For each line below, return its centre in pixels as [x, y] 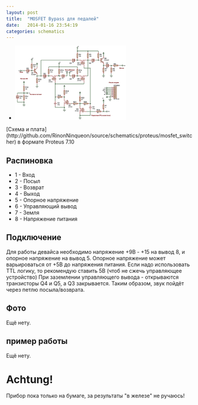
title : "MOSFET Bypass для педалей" [53, 19]
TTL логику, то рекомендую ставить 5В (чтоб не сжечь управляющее [94, 270]
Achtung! [30, 379]
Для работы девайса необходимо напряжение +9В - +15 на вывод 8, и [95, 251]
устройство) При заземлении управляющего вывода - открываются [92, 277]
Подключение [34, 237]
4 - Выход [27, 194]
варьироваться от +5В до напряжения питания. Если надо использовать [98, 264]
